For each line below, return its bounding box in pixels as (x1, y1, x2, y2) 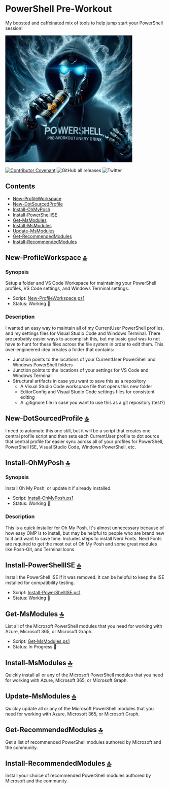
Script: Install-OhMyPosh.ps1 (12, 495, 74, 501)
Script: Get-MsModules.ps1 (12, 638, 70, 644)
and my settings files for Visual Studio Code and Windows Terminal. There (5, 330, 161, 336)
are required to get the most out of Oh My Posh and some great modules (5, 541, 157, 547)
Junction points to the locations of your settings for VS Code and (12, 367, 149, 373)
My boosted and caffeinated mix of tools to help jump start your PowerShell (5, 20, 163, 26)
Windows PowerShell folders (12, 361, 73, 368)
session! (5, 25, 23, 31)
